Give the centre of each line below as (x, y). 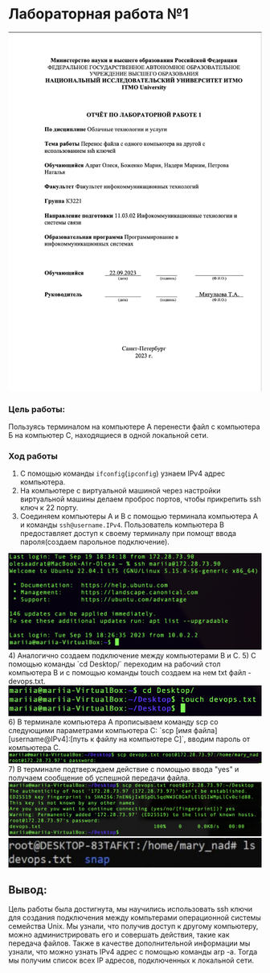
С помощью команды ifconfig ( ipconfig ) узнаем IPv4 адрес (123, 474)
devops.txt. (27, 682)
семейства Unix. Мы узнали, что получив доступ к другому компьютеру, (133, 926)
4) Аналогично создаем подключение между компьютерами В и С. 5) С (133, 656)
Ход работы (33, 456)
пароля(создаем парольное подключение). (95, 542)
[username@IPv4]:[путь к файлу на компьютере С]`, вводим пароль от (129, 739)
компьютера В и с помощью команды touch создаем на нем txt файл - (130, 673)
